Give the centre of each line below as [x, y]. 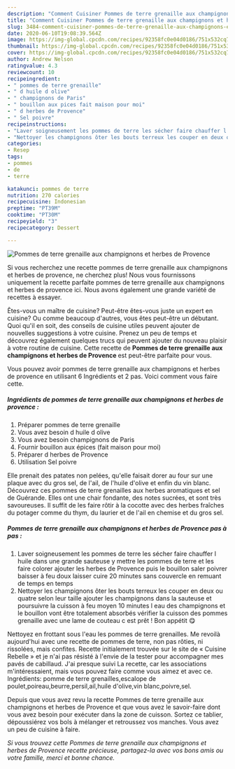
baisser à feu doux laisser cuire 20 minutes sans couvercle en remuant [119, 576]
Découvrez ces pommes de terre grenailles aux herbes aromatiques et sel [114, 490]
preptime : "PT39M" [34, 208]
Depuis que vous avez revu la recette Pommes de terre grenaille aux [106, 699]
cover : [17, 53]
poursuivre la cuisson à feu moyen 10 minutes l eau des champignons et [121, 605]
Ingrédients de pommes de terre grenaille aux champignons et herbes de [115, 400]
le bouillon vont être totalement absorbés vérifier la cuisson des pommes [122, 613]
